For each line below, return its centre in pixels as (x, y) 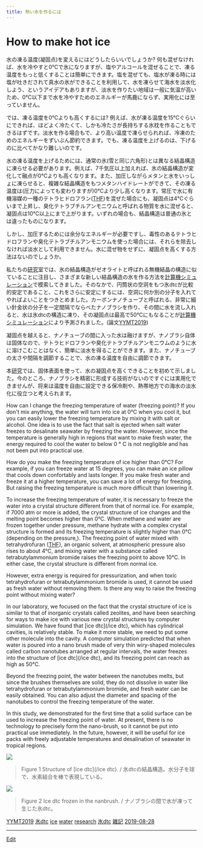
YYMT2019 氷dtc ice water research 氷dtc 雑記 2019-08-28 (81, 821)
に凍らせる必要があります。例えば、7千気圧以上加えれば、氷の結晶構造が (98, 168)
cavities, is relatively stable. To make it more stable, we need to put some (97, 632)
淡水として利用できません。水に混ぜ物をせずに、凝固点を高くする (109, 249)
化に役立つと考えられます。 (40, 393)
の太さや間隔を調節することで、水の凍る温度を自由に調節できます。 (91, 358)
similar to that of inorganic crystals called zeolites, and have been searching (101, 613)
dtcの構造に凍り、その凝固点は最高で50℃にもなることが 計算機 (117, 314)
